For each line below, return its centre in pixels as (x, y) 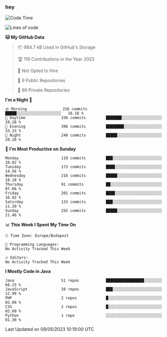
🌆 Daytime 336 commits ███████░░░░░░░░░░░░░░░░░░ (84, 118)
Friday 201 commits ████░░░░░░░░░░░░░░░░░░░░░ (84, 193)
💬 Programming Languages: (32, 245)
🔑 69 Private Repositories (43, 90)
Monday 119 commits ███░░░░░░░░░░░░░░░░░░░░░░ (84, 158)
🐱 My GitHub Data (25, 37)
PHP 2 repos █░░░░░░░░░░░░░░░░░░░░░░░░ (84, 298)
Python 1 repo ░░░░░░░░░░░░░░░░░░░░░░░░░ (84, 316)
